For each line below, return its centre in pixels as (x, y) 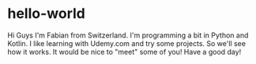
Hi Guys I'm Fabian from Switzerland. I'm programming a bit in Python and (128, 35)
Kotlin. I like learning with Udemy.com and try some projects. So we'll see (127, 43)
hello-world (47, 14)
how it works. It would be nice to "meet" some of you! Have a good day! (124, 52)
